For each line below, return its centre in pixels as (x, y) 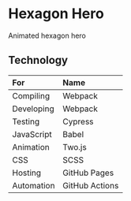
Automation (34, 185)
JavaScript (32, 134)
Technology (38, 60)
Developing (33, 109)
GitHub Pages (88, 173)
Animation (31, 147)
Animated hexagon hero (47, 35)
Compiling (31, 95)
